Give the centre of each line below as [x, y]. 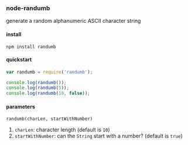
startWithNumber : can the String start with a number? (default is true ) [98, 136]
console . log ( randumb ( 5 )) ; [37, 88]
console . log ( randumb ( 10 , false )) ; [48, 94]
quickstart [19, 60]
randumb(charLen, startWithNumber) [49, 119]
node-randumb [28, 8]
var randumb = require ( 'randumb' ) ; [49, 72]
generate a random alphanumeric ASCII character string [74, 21]
